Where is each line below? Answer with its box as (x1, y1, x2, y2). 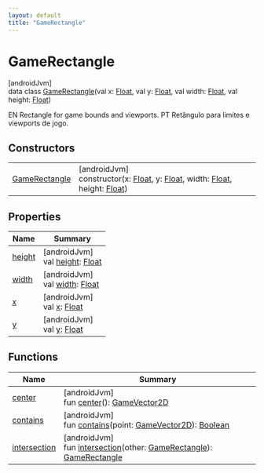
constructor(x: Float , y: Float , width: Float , (78, 173, 233, 184)
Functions (8, 351, 59, 364)
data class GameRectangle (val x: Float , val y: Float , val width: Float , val (8, 87, 238, 96)
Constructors (8, 141, 75, 155)
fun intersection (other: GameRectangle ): (63, 442, 213, 453)
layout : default (8, 11, 61, 20)
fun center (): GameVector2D (63, 397, 169, 408)
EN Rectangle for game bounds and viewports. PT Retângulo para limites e (8, 111, 250, 120)
